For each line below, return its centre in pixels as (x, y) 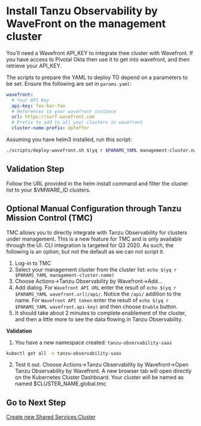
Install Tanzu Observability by (82, 11)
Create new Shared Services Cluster (51, 417)
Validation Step (35, 169)
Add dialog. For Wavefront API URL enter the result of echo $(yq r (95, 287)
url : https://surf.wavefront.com (53, 117)
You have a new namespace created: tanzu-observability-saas (93, 342)
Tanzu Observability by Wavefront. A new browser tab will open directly (103, 371)
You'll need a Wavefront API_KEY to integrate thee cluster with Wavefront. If (100, 53)
